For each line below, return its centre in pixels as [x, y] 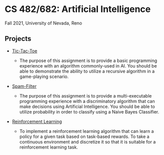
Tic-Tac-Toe [25, 50]
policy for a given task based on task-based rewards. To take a [85, 136]
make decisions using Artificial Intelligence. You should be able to [87, 106]
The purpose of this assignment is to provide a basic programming [88, 60]
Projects [18, 39]
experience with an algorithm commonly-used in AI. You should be [88, 65]
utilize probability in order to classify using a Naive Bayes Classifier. [89, 111]
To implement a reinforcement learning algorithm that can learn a [87, 131]
